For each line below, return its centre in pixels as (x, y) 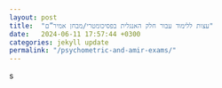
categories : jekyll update (59, 42)
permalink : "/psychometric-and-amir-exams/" (93, 51)
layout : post (33, 17)
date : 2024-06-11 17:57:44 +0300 (75, 34)
